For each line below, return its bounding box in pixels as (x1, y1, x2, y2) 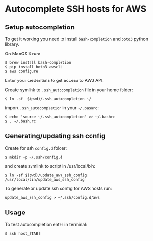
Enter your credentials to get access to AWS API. (5, 78, 104, 83)
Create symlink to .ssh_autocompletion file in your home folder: (5, 87, 133, 93)
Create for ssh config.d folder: (5, 145, 67, 151)
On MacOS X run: (5, 51, 41, 56)
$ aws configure (5, 69, 38, 74)
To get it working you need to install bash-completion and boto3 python (5, 36, 149, 42)
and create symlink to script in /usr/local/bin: (5, 163, 96, 169)
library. (5, 41, 20, 47)
